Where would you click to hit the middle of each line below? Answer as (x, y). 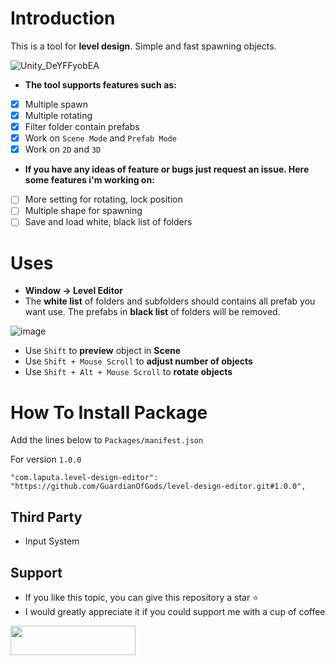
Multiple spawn (56, 104)
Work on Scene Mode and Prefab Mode (100, 138)
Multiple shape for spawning (83, 211)
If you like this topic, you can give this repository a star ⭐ (141, 597)
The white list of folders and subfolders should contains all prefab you (170, 301)
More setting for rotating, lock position (103, 199)
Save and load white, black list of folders (108, 222)
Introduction (63, 18)
